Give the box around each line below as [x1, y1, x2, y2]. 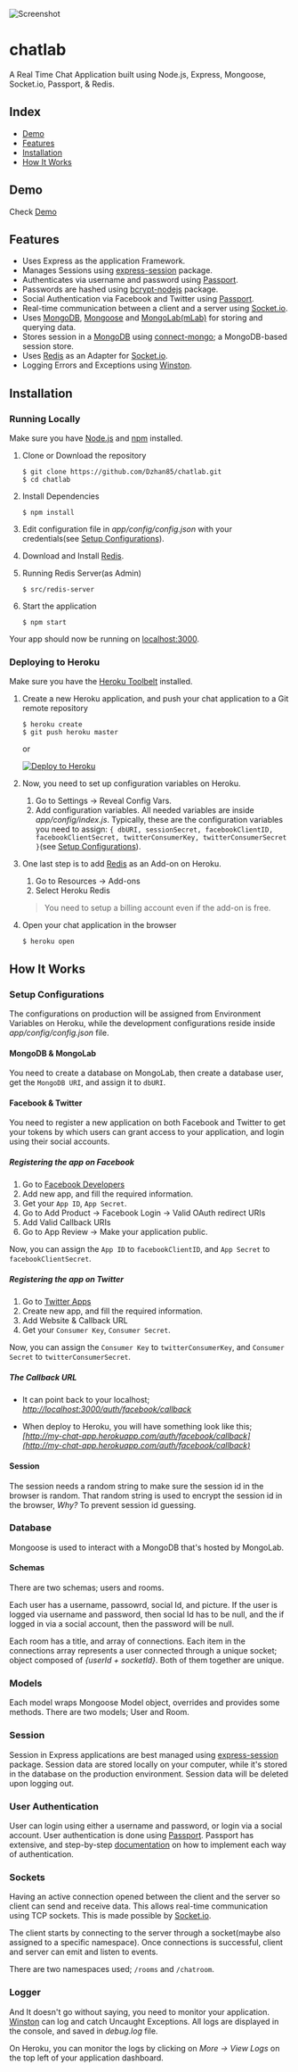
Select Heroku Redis [35, 885, 111, 896]
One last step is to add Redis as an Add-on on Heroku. [21, 858, 221, 869]
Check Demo [9, 206, 58, 217]
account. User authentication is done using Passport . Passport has [9, 1829, 254, 1840]
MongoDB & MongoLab [9, 1048, 96, 1058]
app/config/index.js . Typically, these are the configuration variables [35, 815, 283, 825]
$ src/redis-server [21, 585, 95, 594]
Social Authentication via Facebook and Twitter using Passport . [21, 294, 255, 304]
